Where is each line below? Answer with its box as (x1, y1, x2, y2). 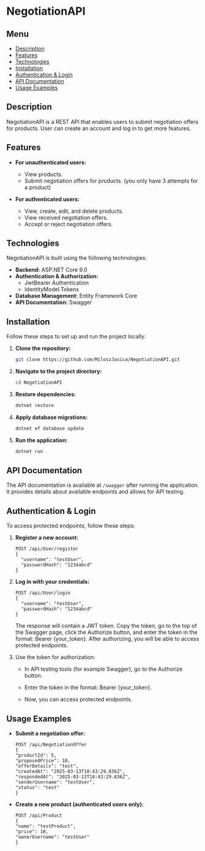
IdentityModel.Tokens (24, 286, 80, 293)
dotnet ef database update (15, 425, 84, 432)
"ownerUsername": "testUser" (15, 834, 90, 841)
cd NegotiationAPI (15, 380, 62, 386)
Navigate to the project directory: (15, 368, 102, 375)
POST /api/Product (15, 812, 62, 819)
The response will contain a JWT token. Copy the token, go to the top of (15, 622, 197, 630)
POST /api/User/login (15, 590, 70, 596)
